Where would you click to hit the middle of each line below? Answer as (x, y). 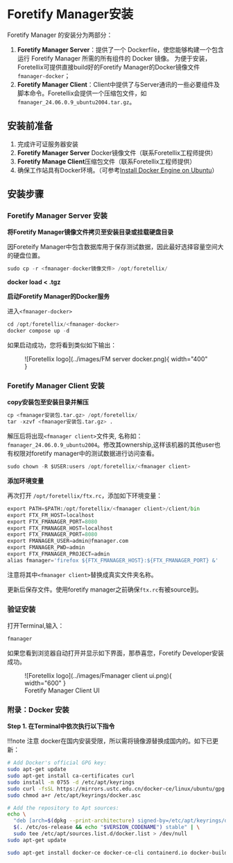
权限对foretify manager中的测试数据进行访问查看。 (85, 454)
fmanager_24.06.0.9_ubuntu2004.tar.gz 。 (76, 102)
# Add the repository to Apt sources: (63, 808)
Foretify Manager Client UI (62, 690)
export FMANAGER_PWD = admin (46, 548)
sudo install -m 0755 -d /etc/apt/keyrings (71, 782)
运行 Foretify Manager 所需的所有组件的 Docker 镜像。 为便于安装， (114, 58)
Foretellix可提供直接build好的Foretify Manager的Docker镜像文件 (108, 67)
